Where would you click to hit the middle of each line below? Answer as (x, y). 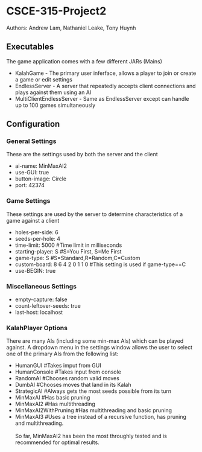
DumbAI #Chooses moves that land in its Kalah (73, 385)
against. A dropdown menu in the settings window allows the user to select (99, 348)
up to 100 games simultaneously (55, 105)
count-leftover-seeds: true (48, 306)
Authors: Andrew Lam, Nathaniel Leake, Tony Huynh (71, 28)
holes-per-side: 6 (36, 232)
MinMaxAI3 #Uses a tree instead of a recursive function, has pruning (101, 417)
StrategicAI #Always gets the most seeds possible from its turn (93, 391)
